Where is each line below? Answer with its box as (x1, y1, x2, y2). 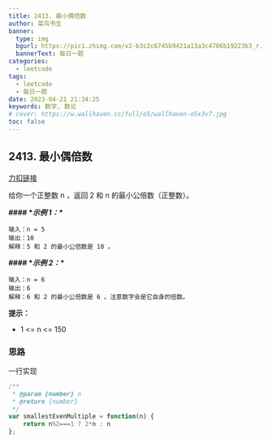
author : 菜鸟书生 (8, 20, 63, 28)
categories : (8, 58, 49, 66)
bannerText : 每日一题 (15, 50, 84, 58)
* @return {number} (11, 397, 79, 406)
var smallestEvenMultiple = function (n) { (8, 412, 154, 421)
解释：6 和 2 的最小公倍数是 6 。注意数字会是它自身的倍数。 (8, 293, 189, 301)
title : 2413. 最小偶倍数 (8, 11, 87, 20)
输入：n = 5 (8, 225, 45, 233)
